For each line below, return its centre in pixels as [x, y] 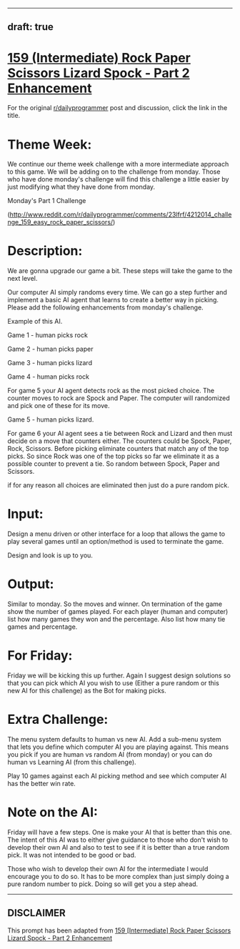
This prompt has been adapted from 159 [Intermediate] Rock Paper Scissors [119, 930]
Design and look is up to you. [50, 555]
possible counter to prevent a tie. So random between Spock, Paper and [114, 464]
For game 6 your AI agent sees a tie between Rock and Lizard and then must [120, 434]
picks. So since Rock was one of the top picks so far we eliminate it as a [113, 456]
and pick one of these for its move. [59, 406]
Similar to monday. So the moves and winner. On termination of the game [115, 604]
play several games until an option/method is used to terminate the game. [115, 542]
